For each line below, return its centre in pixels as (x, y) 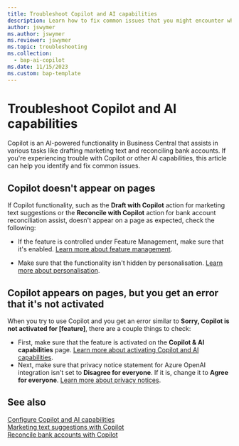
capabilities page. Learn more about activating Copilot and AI (108, 350)
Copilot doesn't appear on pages (81, 188)
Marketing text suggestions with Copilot (66, 427)
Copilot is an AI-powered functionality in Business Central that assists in (113, 143)
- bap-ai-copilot (39, 60)
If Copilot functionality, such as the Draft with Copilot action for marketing (116, 205)
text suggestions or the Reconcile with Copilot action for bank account (112, 213)
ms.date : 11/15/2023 (38, 67)
